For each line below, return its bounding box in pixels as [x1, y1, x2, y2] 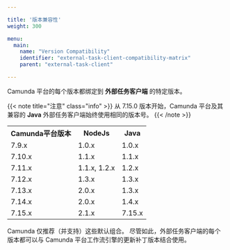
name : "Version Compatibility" [19, 48, 110, 56]
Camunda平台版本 [10, 128, 72, 138]
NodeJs [83, 128, 110, 137]
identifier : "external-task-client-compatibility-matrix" [19, 55, 191, 62]
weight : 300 [7, 22, 42, 30]
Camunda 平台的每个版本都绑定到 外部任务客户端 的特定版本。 [7, 87, 186, 95]
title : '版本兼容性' [7, 16, 61, 23]
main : [13, 42, 30, 49]
